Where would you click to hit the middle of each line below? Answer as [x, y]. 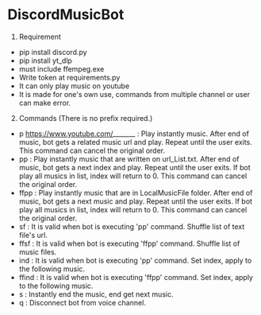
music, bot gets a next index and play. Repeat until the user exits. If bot [134, 167]
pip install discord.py [53, 52]
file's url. [33, 235]
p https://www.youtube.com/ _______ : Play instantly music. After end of [134, 134]
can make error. [45, 103]
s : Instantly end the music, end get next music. [96, 294]
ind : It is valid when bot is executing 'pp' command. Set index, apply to [135, 260]
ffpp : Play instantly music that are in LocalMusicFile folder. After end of [136, 192]
